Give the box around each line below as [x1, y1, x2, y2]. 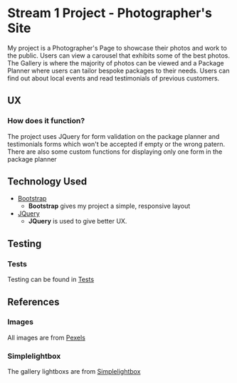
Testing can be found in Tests [7, 276, 95, 284]
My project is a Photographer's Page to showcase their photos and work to [7, 43, 228, 52]
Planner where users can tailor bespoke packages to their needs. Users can [7, 66, 230, 75]
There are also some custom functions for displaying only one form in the [7, 147, 223, 156]
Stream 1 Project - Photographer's [7, 5, 212, 21]
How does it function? [7, 116, 85, 126]
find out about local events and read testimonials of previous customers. [7, 73, 220, 83]
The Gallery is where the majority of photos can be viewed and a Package [7, 58, 224, 67]
